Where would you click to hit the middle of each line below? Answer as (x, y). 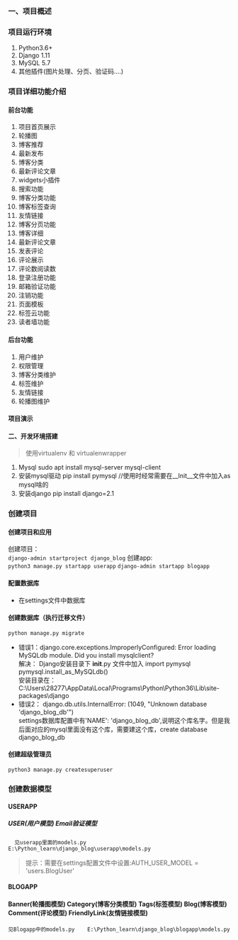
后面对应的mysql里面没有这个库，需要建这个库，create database (113, 729)
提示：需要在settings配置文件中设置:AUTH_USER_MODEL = (112, 863)
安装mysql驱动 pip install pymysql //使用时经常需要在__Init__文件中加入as (124, 476)
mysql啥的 (33, 485)
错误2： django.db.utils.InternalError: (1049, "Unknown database (113, 704)
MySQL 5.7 (34, 63)
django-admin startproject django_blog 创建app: (80, 558)
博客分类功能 (37, 198)
